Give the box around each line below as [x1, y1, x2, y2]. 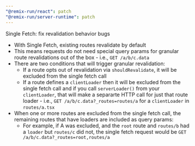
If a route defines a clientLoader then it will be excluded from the [22, 78, 181, 85]
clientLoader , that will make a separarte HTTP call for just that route [22, 91, 189, 98]
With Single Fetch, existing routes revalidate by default [14, 41, 146, 48]
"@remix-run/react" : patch [5, 8, 72, 15]
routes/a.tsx [22, 105, 55, 110]
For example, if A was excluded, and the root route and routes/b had [22, 122, 190, 129]
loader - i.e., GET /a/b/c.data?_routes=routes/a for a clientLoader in [22, 97, 190, 104]
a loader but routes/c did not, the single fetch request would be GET [22, 128, 187, 135]
